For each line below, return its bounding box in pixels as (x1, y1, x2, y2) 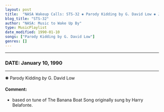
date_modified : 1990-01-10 (5, 30, 60, 35)
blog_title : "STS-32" (5, 16, 49, 21)
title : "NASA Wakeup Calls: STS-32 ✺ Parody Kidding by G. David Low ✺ (5, 12, 156, 17)
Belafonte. (12, 102, 33, 108)
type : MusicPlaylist (5, 25, 47, 30)
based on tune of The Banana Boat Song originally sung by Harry (12, 97, 143, 103)
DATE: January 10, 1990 (5, 59, 62, 66)
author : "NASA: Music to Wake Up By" (5, 20, 82, 26)
